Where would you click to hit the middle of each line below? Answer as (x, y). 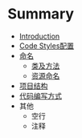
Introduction (39, 36)
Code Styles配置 (46, 46)
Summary (41, 14)
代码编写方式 (40, 95)
